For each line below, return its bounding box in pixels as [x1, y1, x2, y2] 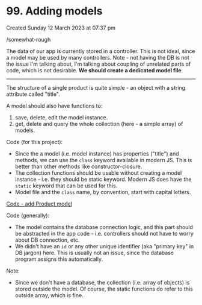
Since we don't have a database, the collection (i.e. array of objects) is [14, 278, 190, 286]
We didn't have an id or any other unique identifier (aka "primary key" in [14, 242, 194, 250]
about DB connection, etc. [14, 236, 80, 244]
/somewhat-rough [6, 36, 51, 43]
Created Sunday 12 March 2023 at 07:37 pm [6, 24, 116, 31]
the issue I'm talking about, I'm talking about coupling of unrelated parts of [6, 60, 191, 68]
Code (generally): [6, 212, 50, 219]
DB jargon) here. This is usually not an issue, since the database [14, 249, 174, 256]
